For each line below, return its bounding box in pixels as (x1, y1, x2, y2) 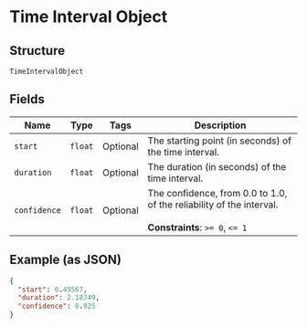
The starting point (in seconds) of (147, 134, 292, 147)
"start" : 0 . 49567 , (17, 285, 89, 294)
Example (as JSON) (9, 252, 122, 268)
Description (194, 119, 247, 132)
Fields (9, 91, 46, 107)
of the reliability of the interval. (147, 198, 279, 211)
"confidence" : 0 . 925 (17, 302, 96, 312)
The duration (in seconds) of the (147, 160, 287, 173)
